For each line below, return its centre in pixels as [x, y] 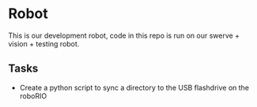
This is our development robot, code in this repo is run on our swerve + [124, 35]
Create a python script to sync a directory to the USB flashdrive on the [134, 87]
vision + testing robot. [44, 43]
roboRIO [33, 96]
